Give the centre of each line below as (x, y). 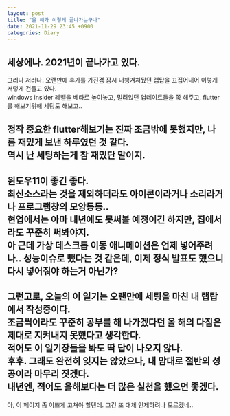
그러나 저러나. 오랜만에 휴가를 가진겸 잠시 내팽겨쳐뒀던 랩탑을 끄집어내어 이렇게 (113, 80)
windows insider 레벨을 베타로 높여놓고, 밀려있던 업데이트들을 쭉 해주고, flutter (114, 98)
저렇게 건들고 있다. (32, 89)
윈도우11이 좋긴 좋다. (48, 180)
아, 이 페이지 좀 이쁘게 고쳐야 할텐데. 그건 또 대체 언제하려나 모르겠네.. (100, 405)
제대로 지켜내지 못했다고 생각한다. (74, 335)
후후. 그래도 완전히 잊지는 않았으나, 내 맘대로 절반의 (109, 361)
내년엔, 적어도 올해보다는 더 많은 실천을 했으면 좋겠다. (113, 387)
